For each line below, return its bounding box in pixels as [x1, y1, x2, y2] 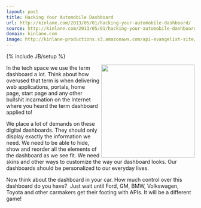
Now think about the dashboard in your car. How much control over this [6, 176, 182, 183]
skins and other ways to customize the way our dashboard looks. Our [6, 159, 178, 165]
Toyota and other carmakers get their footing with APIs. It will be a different [6, 189, 191, 195]
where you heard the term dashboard [6, 103, 99, 109]
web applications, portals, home [6, 83, 86, 90]
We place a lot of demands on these [6, 120, 95, 127]
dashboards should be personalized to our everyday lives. [6, 164, 150, 172]
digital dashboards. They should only [6, 126, 98, 134]
